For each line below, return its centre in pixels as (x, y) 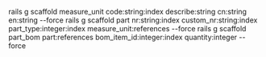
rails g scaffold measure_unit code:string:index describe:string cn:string (128, 12)
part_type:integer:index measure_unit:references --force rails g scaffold (127, 28)
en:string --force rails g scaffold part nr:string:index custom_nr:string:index (133, 20)
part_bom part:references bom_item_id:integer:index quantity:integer (123, 37)
